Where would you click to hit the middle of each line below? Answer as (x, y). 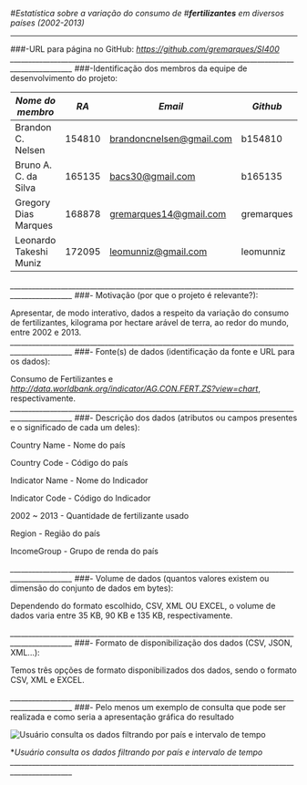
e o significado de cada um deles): (75, 427)
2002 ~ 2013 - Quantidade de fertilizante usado (100, 516)
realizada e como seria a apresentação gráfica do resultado (123, 717)
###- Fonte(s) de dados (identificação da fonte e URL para (184, 351)
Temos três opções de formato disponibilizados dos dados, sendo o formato (153, 670)
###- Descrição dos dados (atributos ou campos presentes (186, 418)
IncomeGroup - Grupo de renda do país (84, 551)
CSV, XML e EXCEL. (47, 680)
